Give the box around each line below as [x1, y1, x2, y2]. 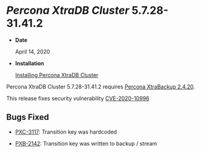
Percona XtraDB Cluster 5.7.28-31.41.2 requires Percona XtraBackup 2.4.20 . [6, 83, 196, 90]
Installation [15, 60, 44, 67]
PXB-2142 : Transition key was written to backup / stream [15, 140, 157, 147]
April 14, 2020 [15, 48, 50, 55]
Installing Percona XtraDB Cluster [15, 71, 99, 78]
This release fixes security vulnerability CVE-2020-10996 [6, 95, 150, 102]
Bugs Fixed [6, 112, 50, 122]
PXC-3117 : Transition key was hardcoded [15, 128, 117, 136]
